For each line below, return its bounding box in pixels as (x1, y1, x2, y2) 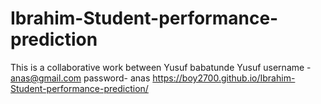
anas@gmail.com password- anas (10, 72, 151, 84)
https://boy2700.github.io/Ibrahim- (152, 72, 296, 84)
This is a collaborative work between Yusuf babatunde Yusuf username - (10, 61, 312, 73)
